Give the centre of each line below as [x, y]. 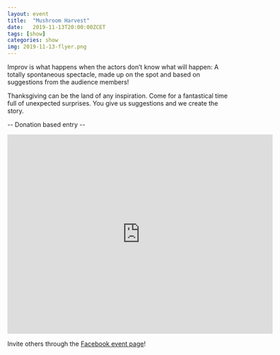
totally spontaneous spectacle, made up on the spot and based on [104, 74]
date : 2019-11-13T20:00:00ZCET [57, 27]
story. [16, 111]
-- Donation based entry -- [46, 124]
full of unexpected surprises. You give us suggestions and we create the [113, 103]
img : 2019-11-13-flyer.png [47, 47]
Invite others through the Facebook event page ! [77, 344]
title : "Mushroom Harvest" [49, 21]
